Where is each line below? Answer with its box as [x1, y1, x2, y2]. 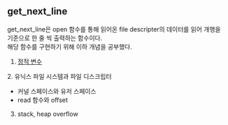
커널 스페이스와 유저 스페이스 [17, 87, 97, 95]
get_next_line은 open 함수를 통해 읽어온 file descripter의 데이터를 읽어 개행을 [7, 24, 221, 34]
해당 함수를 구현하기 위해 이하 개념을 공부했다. [7, 42, 133, 51]
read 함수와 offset [17, 96, 69, 104]
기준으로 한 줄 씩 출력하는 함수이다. [7, 34, 103, 42]
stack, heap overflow [17, 110, 78, 118]
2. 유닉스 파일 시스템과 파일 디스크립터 [7, 72, 112, 80]
